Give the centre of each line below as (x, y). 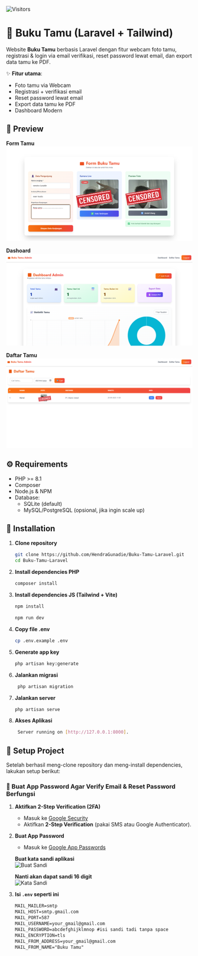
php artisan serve (37, 709)
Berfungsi (21, 794)
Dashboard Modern (38, 110)
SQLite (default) (43, 503)
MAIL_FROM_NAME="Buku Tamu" (49, 947)
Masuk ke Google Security (56, 818)
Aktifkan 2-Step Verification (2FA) (57, 807)
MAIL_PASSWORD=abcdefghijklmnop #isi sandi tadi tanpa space (92, 930)
